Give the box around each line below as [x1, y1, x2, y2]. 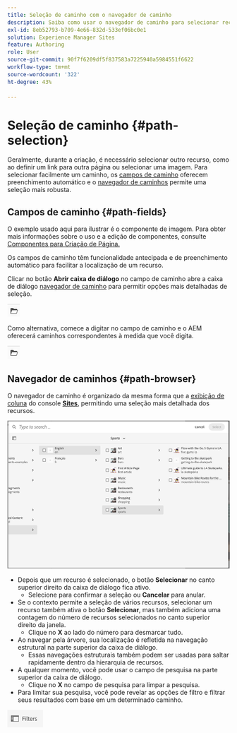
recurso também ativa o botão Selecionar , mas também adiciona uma [17, 605, 221, 614]
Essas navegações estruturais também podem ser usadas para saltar [28, 650, 229, 659]
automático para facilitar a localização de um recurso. [7, 261, 164, 270]
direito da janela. [17, 620, 66, 628]
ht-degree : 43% [7, 78, 52, 85]
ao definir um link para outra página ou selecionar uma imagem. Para [7, 163, 208, 172]
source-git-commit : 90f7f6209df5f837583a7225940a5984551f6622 [7, 56, 194, 64]
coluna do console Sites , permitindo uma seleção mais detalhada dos [7, 399, 210, 407]
